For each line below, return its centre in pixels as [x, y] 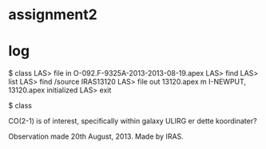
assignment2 [53, 15]
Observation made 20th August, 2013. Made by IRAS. [96, 136]
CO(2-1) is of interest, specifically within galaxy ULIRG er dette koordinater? [133, 121]
